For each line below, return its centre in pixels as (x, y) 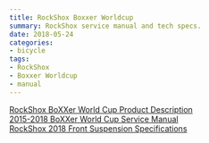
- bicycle (28, 51)
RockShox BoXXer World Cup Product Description (101, 109)
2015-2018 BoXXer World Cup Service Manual (94, 119)
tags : (19, 59)
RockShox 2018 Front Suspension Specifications (98, 128)
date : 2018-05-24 (42, 34)
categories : (31, 42)
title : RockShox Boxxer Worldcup (71, 17)
